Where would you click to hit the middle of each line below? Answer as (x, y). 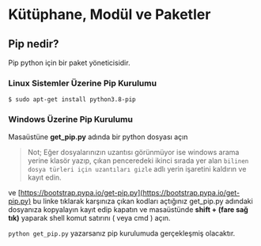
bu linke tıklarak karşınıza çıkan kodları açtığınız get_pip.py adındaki (143, 201)
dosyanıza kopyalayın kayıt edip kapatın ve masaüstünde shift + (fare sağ (129, 209)
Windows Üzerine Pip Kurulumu (70, 119)
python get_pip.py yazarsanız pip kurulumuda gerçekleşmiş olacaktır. (122, 233)
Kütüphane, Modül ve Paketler (110, 15)
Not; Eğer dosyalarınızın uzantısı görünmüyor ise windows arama (133, 152)
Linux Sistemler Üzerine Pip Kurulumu (82, 83)
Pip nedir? (34, 44)
